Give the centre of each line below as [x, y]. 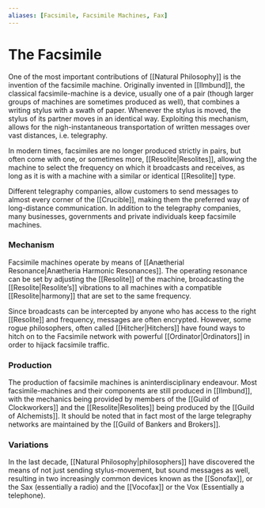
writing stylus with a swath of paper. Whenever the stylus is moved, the [125, 110]
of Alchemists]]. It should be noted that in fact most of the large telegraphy [130, 416]
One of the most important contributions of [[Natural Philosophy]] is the [125, 77]
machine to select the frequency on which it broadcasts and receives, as [127, 167]
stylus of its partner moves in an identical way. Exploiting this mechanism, [129, 119]
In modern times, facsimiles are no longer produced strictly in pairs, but [125, 150]
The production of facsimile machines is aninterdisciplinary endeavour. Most [132, 382]
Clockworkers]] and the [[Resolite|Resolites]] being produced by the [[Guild [131, 408]
